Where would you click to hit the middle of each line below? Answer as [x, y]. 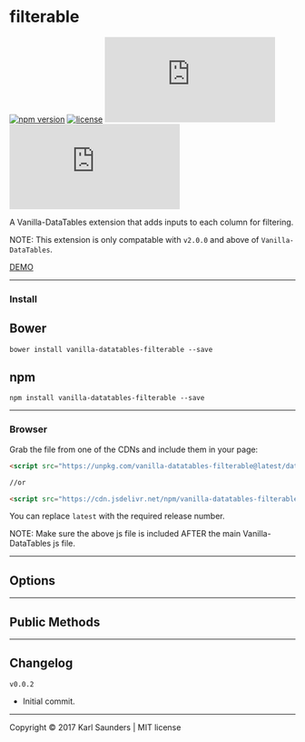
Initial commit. [49, 701]
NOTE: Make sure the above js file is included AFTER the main [125, 534]
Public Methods [55, 622]
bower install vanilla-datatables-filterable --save [111, 349]
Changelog [41, 663]
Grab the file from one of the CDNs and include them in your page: [134, 449]
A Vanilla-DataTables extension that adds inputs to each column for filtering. [152, 222]
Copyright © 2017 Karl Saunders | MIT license [95, 727]
